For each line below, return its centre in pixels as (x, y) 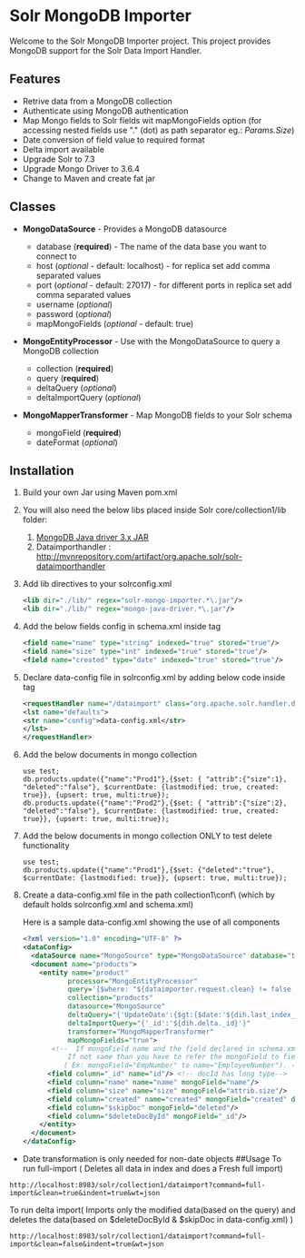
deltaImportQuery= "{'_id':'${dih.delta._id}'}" (159, 1023)
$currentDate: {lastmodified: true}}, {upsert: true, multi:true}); (155, 878)
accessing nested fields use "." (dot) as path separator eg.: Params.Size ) (158, 130)
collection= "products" (110, 998)
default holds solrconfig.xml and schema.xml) (108, 905)
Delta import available (63, 149)
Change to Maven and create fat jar (89, 178)
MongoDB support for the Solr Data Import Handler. (106, 50)
